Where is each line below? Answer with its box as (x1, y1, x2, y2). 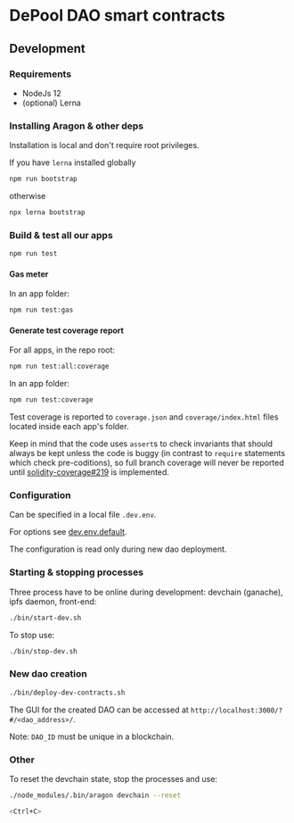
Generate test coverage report (9, 325, 125, 336)
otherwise (9, 191, 46, 202)
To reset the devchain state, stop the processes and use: (9, 773, 218, 784)
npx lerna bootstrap (9, 208, 86, 217)
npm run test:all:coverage (9, 362, 110, 371)
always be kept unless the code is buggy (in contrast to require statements (9, 448, 286, 459)
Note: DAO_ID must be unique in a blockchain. (9, 731, 175, 742)
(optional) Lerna (21, 97, 82, 108)
